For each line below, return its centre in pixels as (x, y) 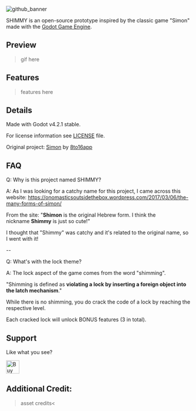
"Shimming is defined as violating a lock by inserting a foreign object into (96, 284)
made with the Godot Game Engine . (49, 27)
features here (37, 92)
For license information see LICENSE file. (56, 136)
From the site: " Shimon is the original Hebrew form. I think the (81, 215)
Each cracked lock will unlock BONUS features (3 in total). (76, 319)
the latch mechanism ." (34, 291)
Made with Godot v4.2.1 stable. (43, 124)
